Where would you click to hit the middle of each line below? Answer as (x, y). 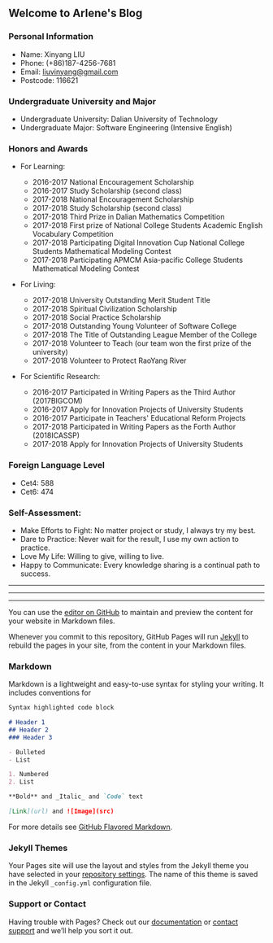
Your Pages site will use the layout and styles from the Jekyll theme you (129, 866)
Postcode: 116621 (49, 80)
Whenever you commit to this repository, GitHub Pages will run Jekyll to (129, 636)
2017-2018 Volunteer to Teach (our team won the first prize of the (142, 343)
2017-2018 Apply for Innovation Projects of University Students (138, 444)
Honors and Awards (48, 148)
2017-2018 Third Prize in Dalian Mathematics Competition (128, 217)
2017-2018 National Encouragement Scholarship (113, 199)
